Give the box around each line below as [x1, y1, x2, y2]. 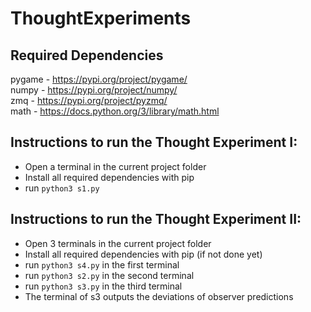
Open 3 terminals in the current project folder [24, 237, 212, 249]
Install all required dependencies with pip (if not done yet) [24, 248, 263, 260]
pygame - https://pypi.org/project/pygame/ [10, 73, 188, 85]
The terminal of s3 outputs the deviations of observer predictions [24, 290, 294, 302]
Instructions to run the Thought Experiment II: [10, 211, 302, 228]
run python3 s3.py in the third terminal [24, 280, 183, 292]
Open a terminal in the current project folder [24, 160, 207, 172]
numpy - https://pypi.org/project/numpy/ [10, 84, 178, 96]
